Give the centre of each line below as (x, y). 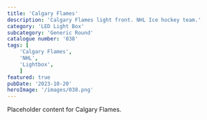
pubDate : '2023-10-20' (40, 84)
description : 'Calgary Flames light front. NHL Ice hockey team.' (104, 20)
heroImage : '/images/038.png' (51, 90)
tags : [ (18, 45)
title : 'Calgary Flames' (43, 13)
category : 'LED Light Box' (46, 26)
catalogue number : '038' (43, 39)
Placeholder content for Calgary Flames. (64, 110)
